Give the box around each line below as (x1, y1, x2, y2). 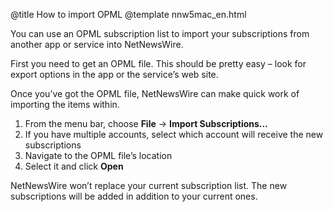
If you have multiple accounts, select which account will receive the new (24, 129, 324, 140)
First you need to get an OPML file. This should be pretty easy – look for (10, 58, 307, 69)
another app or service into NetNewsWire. (10, 39, 184, 50)
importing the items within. (10, 99, 120, 110)
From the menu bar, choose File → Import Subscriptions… (24, 118, 268, 129)
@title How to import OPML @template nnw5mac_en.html (10, 9, 247, 20)
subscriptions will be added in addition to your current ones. (10, 190, 258, 202)
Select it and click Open (24, 160, 124, 172)
